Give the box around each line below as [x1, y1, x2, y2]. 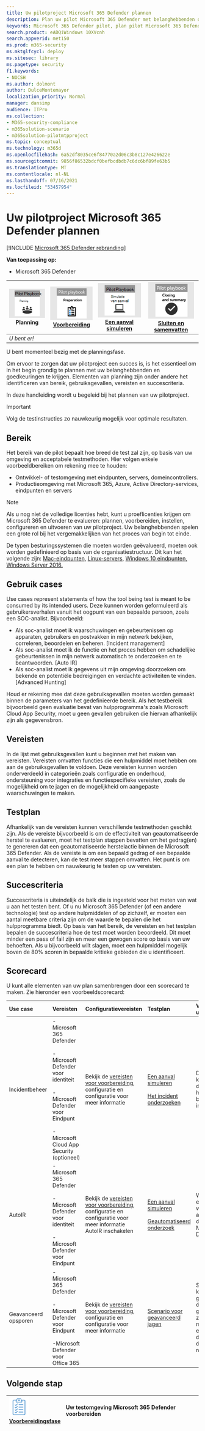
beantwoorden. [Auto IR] [15, 659, 77, 666]
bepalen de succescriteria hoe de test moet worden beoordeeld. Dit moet [6, 929, 191, 936]
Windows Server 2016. [6, 561, 63, 568]
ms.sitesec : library [6, 55, 59, 61]
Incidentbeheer [9, 1086, 48, 1093]
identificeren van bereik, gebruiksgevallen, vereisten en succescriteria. [6, 380, 185, 387]
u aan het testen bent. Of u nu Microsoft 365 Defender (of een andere [6, 902, 182, 910]
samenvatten [154, 326, 189, 333]
